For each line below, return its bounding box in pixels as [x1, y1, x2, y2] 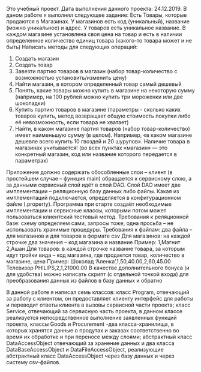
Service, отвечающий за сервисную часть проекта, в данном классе [6, 308, 183, 314]
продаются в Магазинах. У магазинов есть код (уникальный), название [6, 18, 190, 25]
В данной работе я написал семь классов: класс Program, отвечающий [6, 289, 190, 296]
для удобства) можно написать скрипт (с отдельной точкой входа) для [6, 271, 189, 278]
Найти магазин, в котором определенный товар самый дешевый [14, 80, 182, 88]
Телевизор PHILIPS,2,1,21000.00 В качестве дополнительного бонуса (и [6, 264, 190, 271]
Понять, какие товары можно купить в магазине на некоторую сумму [14, 87, 195, 94]
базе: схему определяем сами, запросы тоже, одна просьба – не [6, 220, 174, 227]
